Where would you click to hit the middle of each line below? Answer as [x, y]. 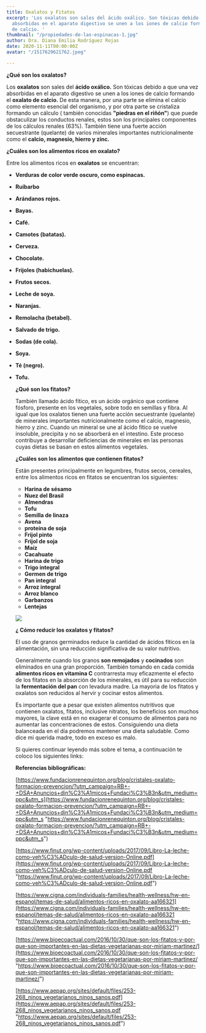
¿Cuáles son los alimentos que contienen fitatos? [79, 458]
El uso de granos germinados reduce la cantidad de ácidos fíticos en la [105, 642]
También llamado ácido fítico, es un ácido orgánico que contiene [97, 401]
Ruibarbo [27, 187]
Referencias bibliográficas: [51, 768]
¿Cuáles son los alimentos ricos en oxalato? [63, 151]
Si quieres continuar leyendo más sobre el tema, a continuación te [99, 749]
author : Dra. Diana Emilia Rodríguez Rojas [63, 41]
